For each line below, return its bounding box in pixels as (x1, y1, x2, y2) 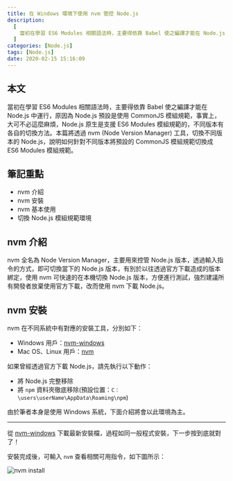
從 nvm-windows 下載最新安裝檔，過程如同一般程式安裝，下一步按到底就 (7, 429, 216, 437)
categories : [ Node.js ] (7, 42, 73, 49)
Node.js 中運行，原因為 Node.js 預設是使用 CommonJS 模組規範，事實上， (7, 111, 221, 119)
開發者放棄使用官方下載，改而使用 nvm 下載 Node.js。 (12, 282, 169, 290)
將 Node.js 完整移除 (17, 377, 74, 385)
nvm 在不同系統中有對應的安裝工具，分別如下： (7, 324, 144, 332)
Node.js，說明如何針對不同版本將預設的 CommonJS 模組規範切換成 (20, 137, 214, 146)
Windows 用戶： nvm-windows (17, 339, 105, 347)
